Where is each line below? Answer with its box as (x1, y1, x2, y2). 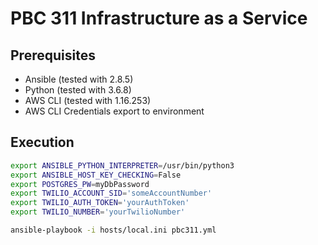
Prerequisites (10, 47, 96, 64)
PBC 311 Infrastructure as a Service (10, 7, 308, 30)
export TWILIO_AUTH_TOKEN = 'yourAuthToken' (10, 198, 190, 208)
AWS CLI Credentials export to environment (24, 105, 205, 117)
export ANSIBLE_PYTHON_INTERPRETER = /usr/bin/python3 (10, 160, 235, 171)
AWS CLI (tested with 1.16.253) (24, 95, 152, 106)
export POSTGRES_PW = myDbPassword (10, 179, 150, 189)
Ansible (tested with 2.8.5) (24, 73, 134, 85)
